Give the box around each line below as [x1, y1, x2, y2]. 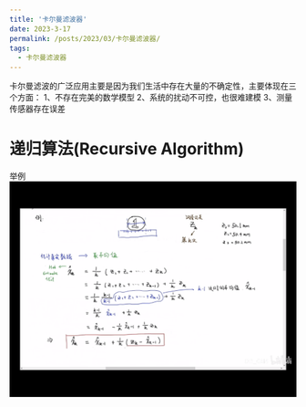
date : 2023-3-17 [9, 24, 71, 34]
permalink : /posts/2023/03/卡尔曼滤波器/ [9, 34, 161, 43]
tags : [9, 44, 30, 53]
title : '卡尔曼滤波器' [9, 15, 87, 24]
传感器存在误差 [9, 103, 66, 114]
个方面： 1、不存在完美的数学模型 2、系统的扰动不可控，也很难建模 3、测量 [9, 92, 293, 103]
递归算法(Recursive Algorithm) [9, 139, 244, 160]
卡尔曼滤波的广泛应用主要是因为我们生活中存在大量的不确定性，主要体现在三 [9, 80, 297, 91]
